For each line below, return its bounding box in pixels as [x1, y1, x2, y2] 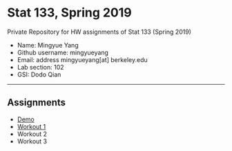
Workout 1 [17, 122, 46, 130]
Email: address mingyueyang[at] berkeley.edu [17, 55, 148, 63]
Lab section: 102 [17, 63, 64, 71]
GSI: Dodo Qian [17, 70, 61, 79]
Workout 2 [17, 130, 47, 138]
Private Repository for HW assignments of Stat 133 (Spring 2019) [7, 28, 192, 36]
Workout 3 [17, 137, 47, 145]
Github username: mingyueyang [17, 48, 109, 57]
